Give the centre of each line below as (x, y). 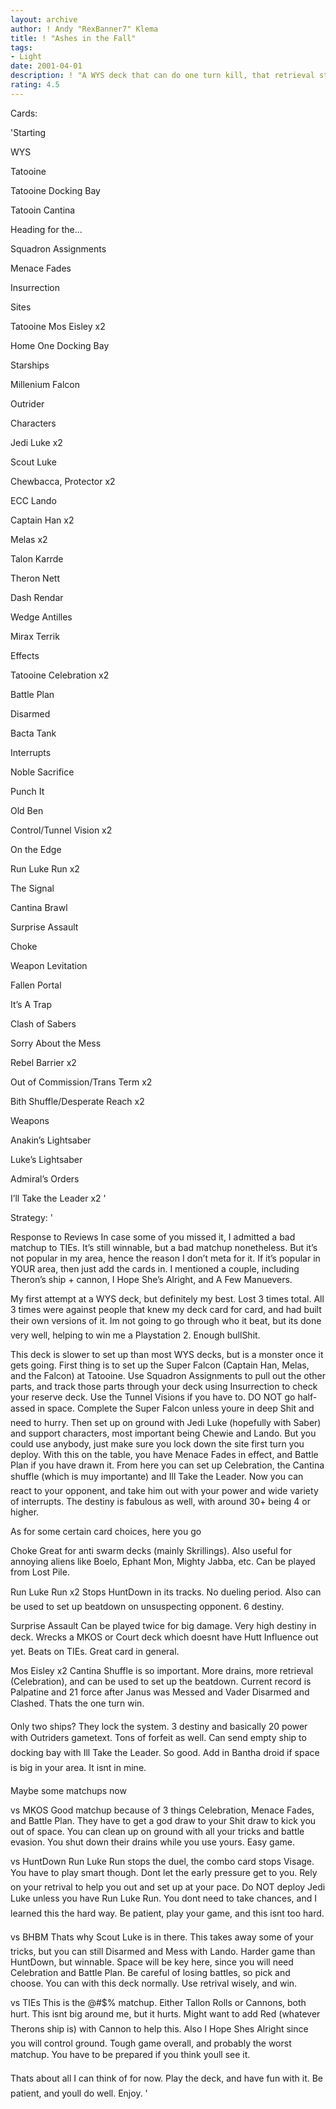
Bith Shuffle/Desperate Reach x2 (77, 1101)
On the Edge (36, 849)
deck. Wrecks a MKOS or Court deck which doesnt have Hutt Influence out (164, 1637)
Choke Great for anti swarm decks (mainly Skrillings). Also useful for (151, 1550)
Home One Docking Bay (60, 345)
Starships (30, 365)
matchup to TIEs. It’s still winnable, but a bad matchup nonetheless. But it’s (164, 1247)
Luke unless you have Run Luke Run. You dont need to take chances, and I (163, 1898)
